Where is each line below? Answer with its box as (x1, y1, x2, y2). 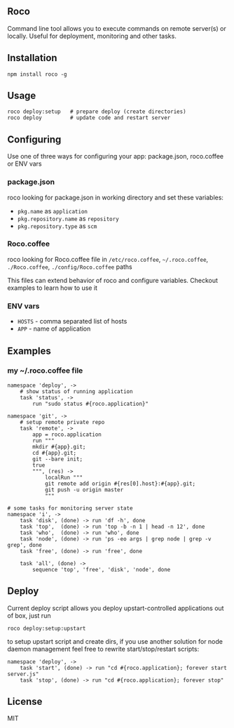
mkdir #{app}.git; (32, 443, 86, 450)
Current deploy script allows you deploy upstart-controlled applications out (7, 604, 224, 612)
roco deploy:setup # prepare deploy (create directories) (7, 108, 187, 115)
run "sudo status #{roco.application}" (32, 400, 149, 407)
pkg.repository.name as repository (17, 214, 119, 223)
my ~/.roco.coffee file (7, 366, 83, 376)
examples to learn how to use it (7, 284, 98, 292)
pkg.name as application (17, 206, 88, 215)
